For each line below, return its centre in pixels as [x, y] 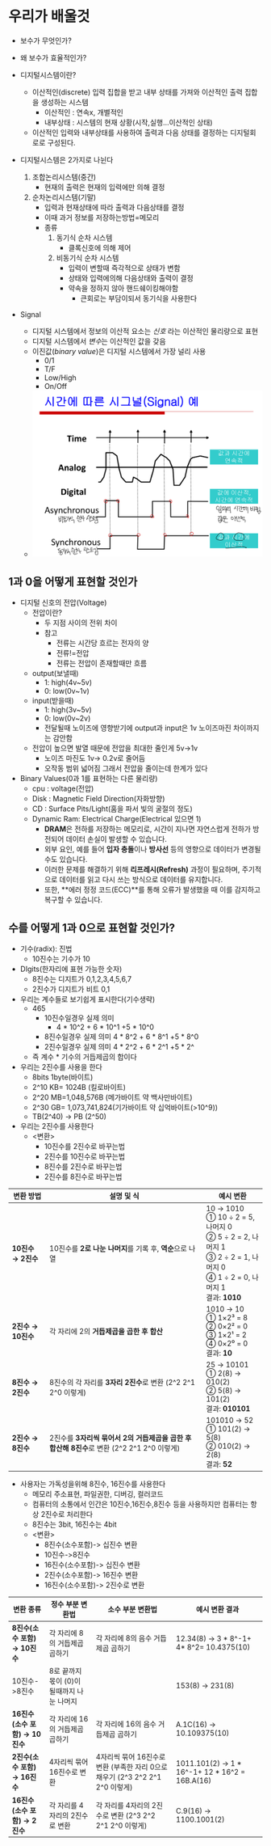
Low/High [60, 378]
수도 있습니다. [66, 860]
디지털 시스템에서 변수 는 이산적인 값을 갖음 [99, 341]
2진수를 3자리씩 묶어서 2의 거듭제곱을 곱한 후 [121, 1438]
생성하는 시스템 [65, 102]
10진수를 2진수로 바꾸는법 [85, 1146]
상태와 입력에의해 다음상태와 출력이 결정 [131, 278]
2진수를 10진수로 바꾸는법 [85, 1156]
